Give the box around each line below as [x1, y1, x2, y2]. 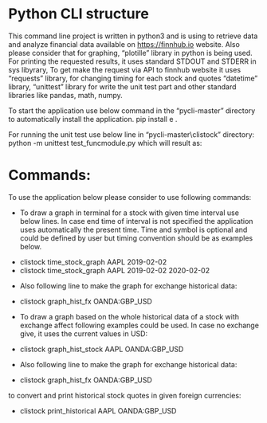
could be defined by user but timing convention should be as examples [19, 233, 253, 243]
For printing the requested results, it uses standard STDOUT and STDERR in [8, 57, 257, 66]
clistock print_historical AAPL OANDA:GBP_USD [19, 405, 177, 415]
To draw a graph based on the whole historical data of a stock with [19, 311, 240, 321]
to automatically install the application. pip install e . [8, 114, 178, 123]
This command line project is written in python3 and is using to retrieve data [8, 31, 258, 41]
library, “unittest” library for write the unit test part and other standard [8, 81, 237, 92]
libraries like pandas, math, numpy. [8, 90, 124, 100]
